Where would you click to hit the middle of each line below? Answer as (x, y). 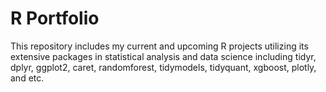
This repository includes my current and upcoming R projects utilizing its (159, 46)
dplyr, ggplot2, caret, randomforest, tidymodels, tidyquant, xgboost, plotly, (163, 67)
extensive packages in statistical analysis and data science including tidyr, (163, 56)
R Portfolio (55, 18)
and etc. (27, 78)
